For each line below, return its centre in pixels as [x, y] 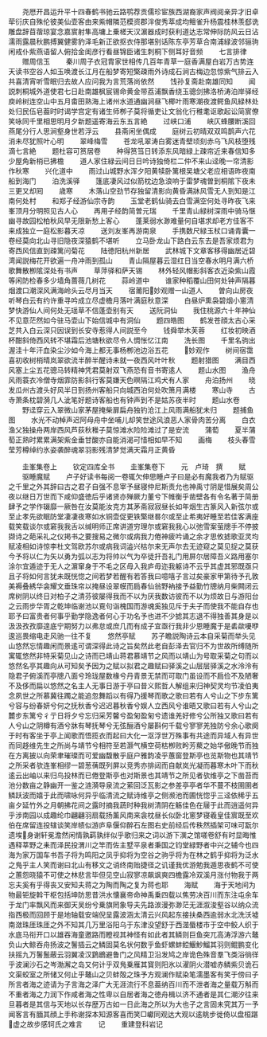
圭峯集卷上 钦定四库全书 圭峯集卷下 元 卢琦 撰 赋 [134, 467]
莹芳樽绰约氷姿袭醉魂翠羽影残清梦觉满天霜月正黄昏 [92, 450]
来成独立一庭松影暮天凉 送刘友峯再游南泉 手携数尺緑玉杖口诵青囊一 [132, 231]
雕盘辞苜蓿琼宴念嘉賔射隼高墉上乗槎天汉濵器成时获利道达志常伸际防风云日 [130, 31]
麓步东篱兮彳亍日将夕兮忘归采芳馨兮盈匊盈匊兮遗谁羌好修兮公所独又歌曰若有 [133, 716]
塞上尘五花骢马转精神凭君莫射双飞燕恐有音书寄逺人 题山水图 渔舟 [135, 370]
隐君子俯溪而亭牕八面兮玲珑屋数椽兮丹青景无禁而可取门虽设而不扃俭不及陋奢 [133, 676]
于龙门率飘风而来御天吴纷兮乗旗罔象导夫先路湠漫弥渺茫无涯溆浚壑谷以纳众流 [133, 905]
